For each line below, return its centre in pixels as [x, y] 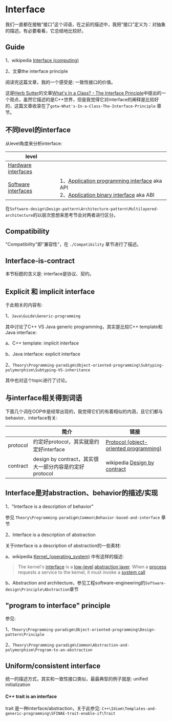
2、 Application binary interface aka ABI [107, 195]
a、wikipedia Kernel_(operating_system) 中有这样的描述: [65, 556]
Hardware [20, 165]
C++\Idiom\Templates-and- [129, 709]
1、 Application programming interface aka [111, 181]
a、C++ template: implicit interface [42, 343]
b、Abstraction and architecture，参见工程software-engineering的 [76, 583]
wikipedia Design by [130, 462]
